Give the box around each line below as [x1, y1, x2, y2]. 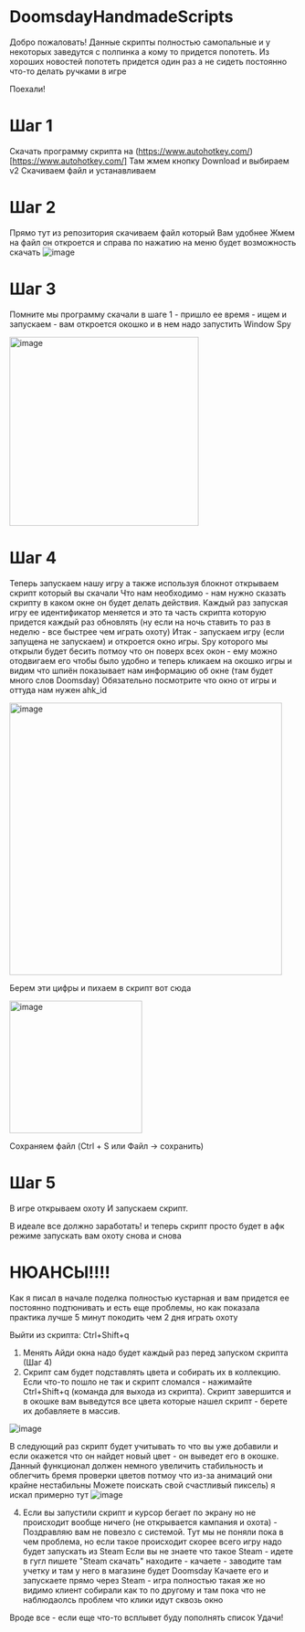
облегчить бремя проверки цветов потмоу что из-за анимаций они [9, 1469, 272, 1480]
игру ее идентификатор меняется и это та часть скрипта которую [9, 606, 267, 617]
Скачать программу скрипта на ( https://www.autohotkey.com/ [9, 145, 250, 156]
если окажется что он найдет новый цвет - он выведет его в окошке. [9, 1450, 279, 1461]
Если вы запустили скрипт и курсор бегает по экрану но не [22, 1507, 257, 1518]
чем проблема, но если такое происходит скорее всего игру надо [22, 1536, 282, 1547]
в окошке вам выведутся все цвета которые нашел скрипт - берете [22, 1395, 288, 1406]
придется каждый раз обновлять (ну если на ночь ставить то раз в [9, 616, 271, 627]
